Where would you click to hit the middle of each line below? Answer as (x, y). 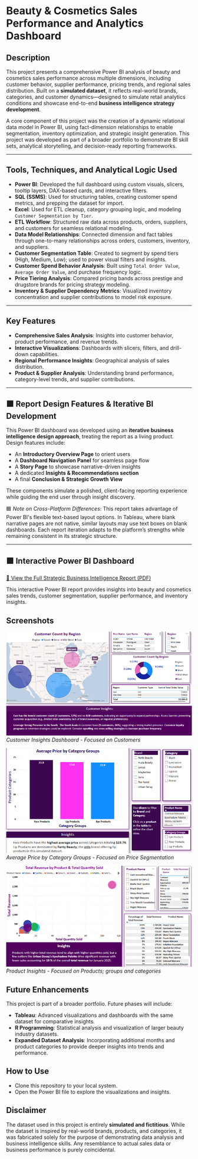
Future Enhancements (48, 989)
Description (28, 58)
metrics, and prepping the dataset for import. (69, 203)
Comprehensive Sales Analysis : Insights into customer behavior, (94, 335)
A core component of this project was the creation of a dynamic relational (95, 121)
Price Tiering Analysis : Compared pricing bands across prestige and (99, 278)
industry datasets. (37, 1034)
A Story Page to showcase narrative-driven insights (77, 467)
